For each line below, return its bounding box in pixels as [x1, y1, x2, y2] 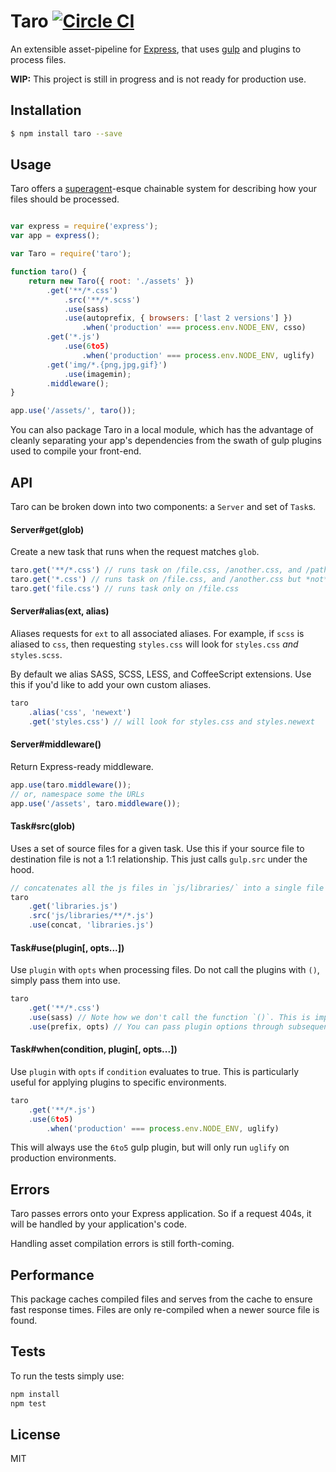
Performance [10, 1266, 95, 1284]
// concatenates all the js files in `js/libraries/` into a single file [10, 883, 325, 893]
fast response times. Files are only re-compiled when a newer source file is [10, 1304, 320, 1316]
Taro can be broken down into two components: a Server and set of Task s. [10, 501, 317, 512]
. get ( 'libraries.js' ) [28, 901, 118, 912]
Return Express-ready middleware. [10, 760, 154, 772]
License [10, 1426, 61, 1444]
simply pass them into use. [10, 975, 121, 987]
